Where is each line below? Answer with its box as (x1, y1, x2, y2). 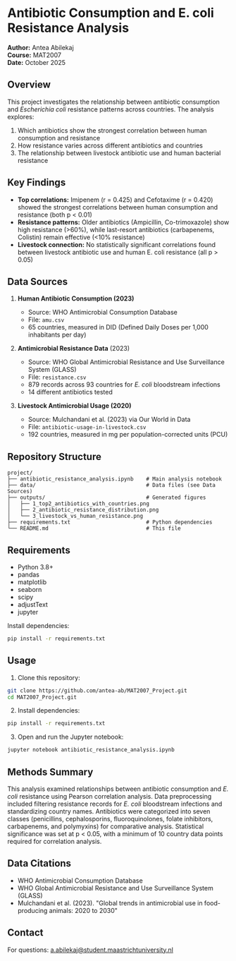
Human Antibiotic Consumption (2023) (17, 294, 135, 303)
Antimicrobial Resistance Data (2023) (17, 344, 130, 353)
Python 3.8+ (17, 563, 54, 571)
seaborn (17, 586, 42, 593)
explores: (7, 112, 35, 121)
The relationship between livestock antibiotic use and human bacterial (17, 148, 221, 157)
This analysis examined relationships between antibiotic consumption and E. (7, 785, 229, 793)
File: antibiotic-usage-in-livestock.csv (27, 423, 147, 431)
